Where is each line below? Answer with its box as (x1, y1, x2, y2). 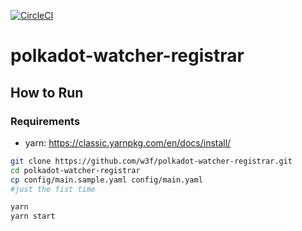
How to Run (10, 84, 84, 101)
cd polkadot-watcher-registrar (10, 165, 141, 175)
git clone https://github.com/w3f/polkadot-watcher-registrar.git (10, 156, 293, 166)
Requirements (10, 114, 81, 128)
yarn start (10, 211, 56, 222)
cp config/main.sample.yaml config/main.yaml (10, 175, 203, 185)
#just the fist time (10, 184, 97, 194)
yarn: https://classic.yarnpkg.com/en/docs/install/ (24, 136, 232, 149)
